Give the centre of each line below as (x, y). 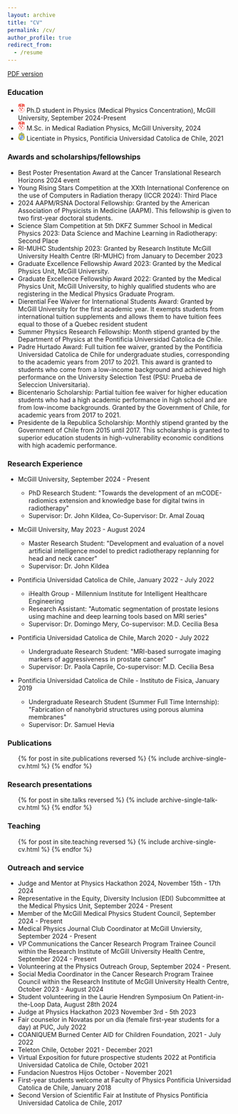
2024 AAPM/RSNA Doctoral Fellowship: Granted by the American (114, 202)
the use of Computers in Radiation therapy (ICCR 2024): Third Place (117, 195)
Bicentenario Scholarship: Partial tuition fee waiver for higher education (123, 392)
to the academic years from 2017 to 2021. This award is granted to (115, 362)
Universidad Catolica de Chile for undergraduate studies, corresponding (124, 354)
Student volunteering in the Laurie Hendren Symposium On (104, 997)
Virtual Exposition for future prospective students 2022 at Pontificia (117, 1058)
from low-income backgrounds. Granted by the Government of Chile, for (124, 407)
